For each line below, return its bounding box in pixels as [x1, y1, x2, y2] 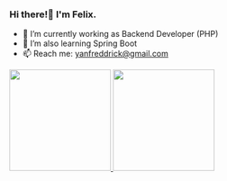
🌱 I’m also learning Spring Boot [22, 38, 138, 49]
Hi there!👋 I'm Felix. [9, 8, 97, 21]
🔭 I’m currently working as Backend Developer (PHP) [22, 29, 219, 40]
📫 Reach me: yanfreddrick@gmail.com [22, 49, 169, 59]
